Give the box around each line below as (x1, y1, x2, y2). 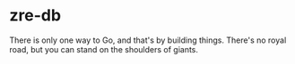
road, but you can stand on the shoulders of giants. (9, 44, 199, 54)
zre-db (9, 5, 61, 26)
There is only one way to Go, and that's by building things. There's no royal (9, 35, 287, 45)
